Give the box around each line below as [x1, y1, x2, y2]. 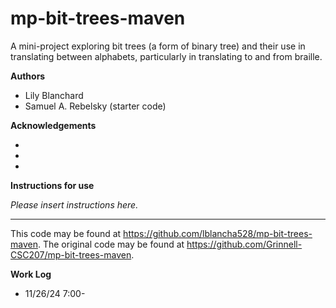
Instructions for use [10, 179, 95, 191]
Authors [10, 70, 46, 82]
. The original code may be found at [37, 238, 185, 250]
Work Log [10, 268, 52, 280]
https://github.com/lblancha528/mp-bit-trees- [123, 227, 313, 239]
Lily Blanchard [24, 89, 84, 101]
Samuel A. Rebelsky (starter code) [24, 100, 167, 112]
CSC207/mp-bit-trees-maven [10, 248, 132, 261]
